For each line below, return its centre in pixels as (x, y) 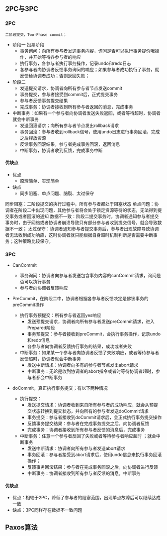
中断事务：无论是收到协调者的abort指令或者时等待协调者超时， (91, 371)
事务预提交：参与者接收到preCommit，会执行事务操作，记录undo (94, 334)
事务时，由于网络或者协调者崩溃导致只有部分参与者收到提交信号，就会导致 (81, 222)
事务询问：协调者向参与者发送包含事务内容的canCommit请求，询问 (88, 276)
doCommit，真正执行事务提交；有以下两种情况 (60, 388)
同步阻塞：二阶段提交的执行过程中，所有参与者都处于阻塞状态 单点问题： (80, 204)
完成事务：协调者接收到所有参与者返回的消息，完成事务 (76, 107)
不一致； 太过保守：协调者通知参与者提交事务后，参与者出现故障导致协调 (84, 228)
